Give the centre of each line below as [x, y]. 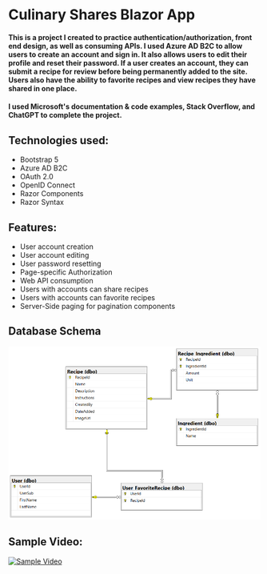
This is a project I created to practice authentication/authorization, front [130, 37]
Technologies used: [59, 140]
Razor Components [52, 194]
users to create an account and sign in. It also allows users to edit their [128, 54]
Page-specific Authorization [66, 272]
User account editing [54, 255]
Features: [33, 227]
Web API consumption [56, 281]
